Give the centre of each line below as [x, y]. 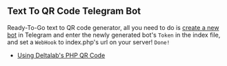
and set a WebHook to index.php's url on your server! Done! [89, 42]
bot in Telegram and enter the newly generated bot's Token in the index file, [114, 35]
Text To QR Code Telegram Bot [74, 11]
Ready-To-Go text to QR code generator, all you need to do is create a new [113, 27]
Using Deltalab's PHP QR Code [61, 55]
